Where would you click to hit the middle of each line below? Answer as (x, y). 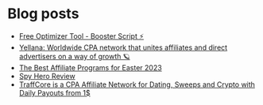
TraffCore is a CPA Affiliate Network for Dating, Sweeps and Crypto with (137, 84)
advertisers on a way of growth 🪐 (74, 56)
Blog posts (43, 14)
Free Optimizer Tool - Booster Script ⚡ (81, 36)
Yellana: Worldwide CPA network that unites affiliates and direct (123, 47)
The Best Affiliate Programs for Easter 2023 (90, 67)
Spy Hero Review (47, 76)
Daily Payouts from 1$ (54, 92)
